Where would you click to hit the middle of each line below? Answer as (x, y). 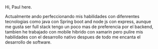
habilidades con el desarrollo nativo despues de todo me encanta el (73, 37)
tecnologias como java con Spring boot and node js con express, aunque (78, 22)
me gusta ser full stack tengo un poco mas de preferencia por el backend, (79, 27)
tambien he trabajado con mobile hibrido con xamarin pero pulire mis (74, 32)
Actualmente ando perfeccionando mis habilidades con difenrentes (72, 16)
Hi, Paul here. (18, 7)
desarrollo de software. (28, 42)
